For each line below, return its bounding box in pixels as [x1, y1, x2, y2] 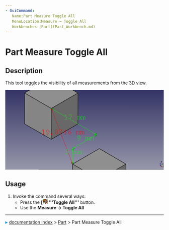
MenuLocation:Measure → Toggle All [12, 19, 87, 24]
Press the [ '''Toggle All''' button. [20, 199, 96, 205]
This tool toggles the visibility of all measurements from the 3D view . [5, 80, 147, 86]
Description [5, 66, 43, 75]
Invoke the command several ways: [12, 193, 86, 199]
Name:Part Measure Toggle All [12, 13, 75, 19]
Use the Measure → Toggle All [20, 204, 84, 210]
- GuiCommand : [5, 8, 35, 13]
